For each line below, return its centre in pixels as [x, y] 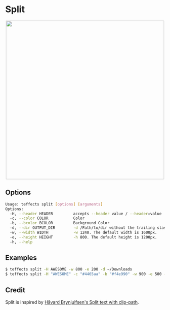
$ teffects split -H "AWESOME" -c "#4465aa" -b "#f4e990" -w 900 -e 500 [83, 274]
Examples [21, 258]
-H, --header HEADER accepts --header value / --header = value [86, 214]
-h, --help [21, 242]
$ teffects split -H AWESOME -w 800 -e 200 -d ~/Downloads [69, 269]
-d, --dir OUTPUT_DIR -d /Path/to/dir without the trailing [82, 228]
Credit [15, 290]
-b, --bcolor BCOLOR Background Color [60, 223]
